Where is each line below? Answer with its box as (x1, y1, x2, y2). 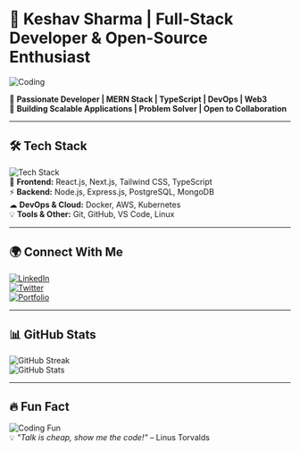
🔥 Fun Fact (9, 398, 70, 414)
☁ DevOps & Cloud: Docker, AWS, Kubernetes (9, 199, 181, 210)
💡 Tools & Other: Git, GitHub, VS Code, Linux (9, 208, 175, 219)
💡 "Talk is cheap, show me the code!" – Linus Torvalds (9, 432, 210, 443)
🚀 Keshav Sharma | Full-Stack (9, 9, 234, 29)
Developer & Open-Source (9, 28, 208, 48)
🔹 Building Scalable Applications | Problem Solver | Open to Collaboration (9, 103, 287, 113)
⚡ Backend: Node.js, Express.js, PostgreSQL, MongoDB (9, 186, 214, 196)
